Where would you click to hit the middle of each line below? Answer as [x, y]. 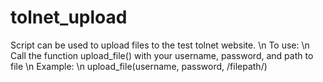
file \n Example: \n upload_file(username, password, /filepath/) [139, 66]
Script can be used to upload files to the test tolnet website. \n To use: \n [160, 45]
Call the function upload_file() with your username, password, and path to [162, 55]
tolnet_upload [69, 17]
